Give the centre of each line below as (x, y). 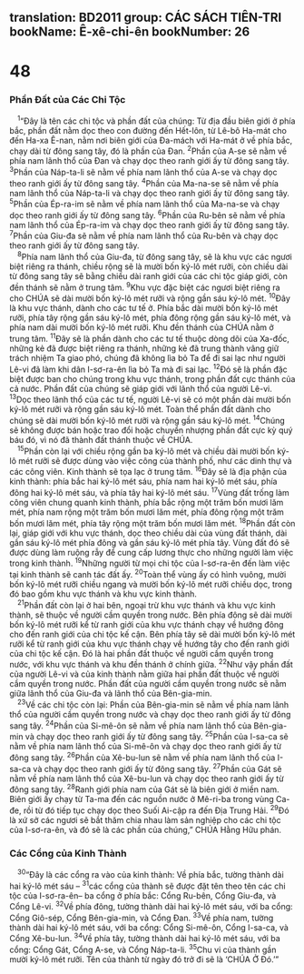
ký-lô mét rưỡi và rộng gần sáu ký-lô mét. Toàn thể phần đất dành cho (140, 409)
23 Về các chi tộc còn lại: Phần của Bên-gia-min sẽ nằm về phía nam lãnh (153, 704)
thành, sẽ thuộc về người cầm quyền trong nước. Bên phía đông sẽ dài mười (151, 615)
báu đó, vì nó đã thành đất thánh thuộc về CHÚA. (101, 440)
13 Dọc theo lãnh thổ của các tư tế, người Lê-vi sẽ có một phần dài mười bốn (150, 399)
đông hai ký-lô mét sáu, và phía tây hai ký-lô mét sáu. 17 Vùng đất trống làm (150, 492)
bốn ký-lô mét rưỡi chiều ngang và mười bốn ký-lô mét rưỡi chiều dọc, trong (151, 584)
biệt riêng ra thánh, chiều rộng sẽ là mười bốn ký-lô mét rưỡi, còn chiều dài (149, 266)
